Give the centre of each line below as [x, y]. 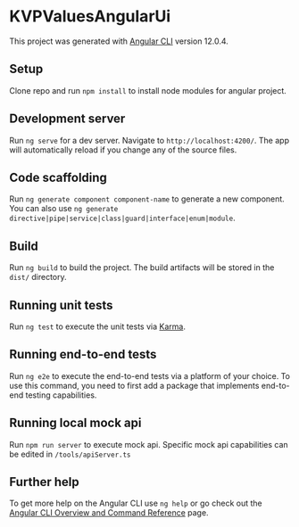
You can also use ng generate [64, 209]
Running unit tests [61, 305]
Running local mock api [75, 423]
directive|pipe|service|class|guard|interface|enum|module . [122, 218]
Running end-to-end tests [83, 354]
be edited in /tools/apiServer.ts [70, 454]
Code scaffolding [58, 177]
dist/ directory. [38, 277]
